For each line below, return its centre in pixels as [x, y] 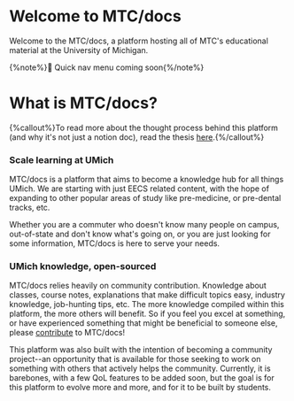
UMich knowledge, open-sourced [83, 266]
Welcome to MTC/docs [95, 16]
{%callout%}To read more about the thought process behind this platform [144, 127]
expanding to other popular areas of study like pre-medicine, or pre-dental [145, 198]
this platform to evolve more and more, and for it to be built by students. [140, 388]
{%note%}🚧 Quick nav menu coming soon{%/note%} [107, 67]
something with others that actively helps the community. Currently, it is [140, 368]
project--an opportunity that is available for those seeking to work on [135, 359]
